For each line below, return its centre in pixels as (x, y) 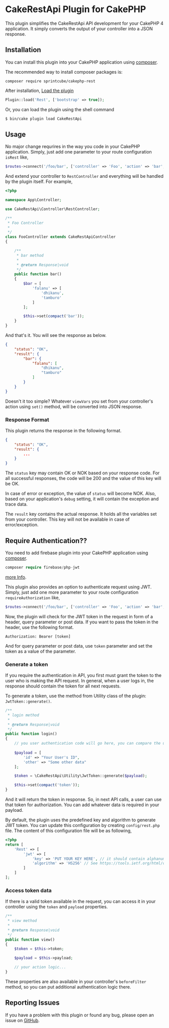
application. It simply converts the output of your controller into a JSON (79, 28)
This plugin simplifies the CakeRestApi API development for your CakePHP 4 (84, 23)
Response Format (27, 419)
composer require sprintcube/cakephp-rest (50, 81)
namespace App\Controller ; (33, 200)
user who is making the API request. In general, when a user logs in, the (80, 681)
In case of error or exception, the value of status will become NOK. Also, (80, 494)
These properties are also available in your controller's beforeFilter (76, 982)
